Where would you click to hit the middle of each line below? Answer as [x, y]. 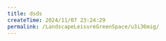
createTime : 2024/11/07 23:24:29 [57, 20]
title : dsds [25, 14]
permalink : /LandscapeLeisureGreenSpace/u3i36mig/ [83, 26]
